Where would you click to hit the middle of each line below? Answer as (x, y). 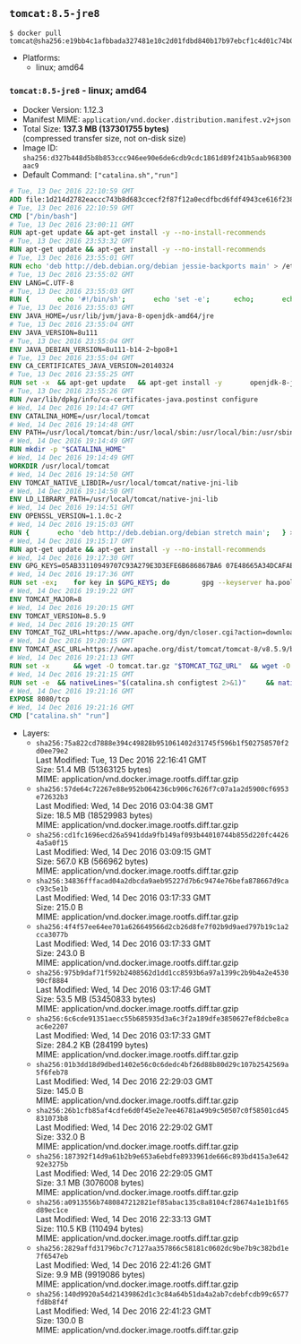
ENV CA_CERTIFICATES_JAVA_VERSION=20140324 (92, 366)
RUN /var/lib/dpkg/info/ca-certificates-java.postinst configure (133, 399)
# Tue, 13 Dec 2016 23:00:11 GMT (72, 224)
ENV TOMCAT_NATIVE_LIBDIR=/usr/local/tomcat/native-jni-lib (124, 483)
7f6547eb (52, 1257)
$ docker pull (36, 33)
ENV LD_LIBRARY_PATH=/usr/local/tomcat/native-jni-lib (114, 500)
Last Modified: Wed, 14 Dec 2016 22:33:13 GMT (124, 1219)
